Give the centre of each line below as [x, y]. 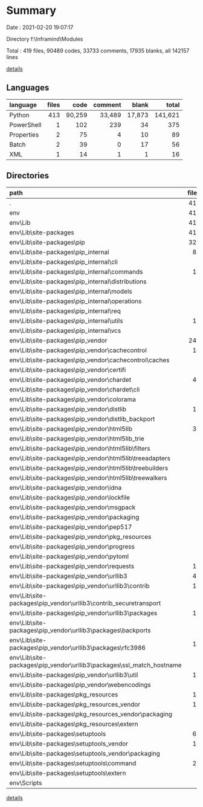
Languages [28, 88]
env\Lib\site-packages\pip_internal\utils [66, 321]
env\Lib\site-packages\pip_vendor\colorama [72, 399]
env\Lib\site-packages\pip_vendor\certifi [68, 370]
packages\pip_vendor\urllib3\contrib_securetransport [85, 603]
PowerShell [25, 124]
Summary [31, 11]
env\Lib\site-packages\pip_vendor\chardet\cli [75, 389]
